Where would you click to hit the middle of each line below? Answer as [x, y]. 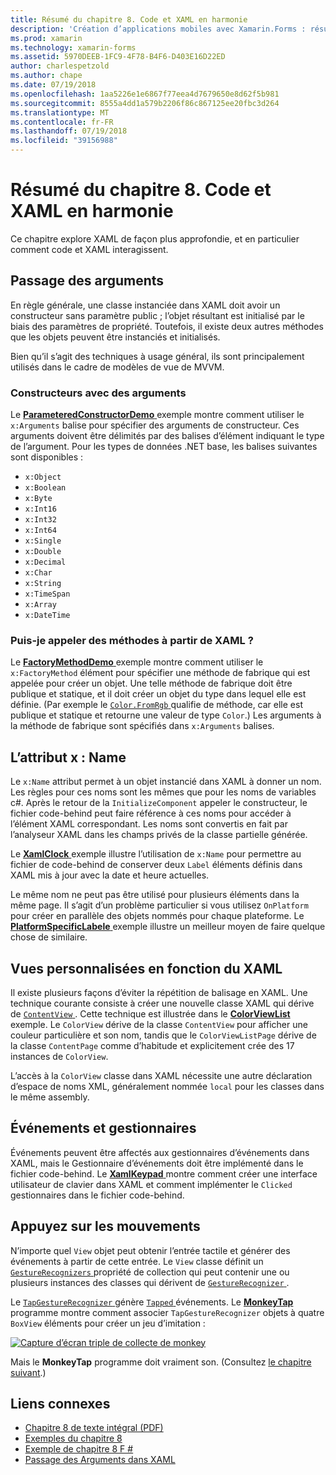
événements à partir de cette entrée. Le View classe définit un [137, 1261]
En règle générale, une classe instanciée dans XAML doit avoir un [145, 305]
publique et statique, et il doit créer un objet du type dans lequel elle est [158, 694]
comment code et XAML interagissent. [89, 249]
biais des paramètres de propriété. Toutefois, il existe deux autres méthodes [167, 326]
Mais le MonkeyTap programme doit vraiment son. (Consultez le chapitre [161, 1362]
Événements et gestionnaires [103, 1128]
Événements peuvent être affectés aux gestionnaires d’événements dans [160, 1152]
